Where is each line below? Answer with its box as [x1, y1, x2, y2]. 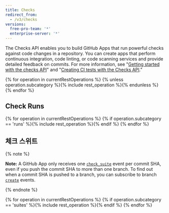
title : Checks [5, 7, 36, 13]
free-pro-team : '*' [10, 26, 51, 32]
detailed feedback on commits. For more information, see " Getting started [5, 62, 160, 67]
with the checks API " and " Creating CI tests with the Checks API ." [5, 67, 143, 73]
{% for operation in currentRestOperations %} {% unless [5, 77, 123, 82]
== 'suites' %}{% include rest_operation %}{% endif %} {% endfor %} [5, 202, 152, 208]
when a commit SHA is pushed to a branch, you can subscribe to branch [5, 171, 157, 177]
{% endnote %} [5, 187, 38, 193]
